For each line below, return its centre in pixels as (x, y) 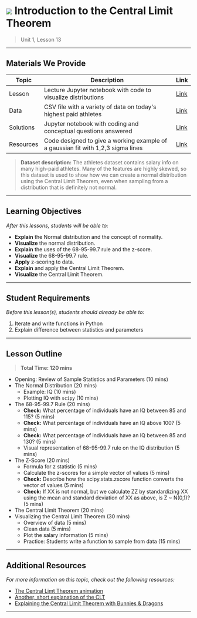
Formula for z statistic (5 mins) (60, 467)
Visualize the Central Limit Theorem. (59, 274)
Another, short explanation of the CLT (60, 597)
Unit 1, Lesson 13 (41, 39)
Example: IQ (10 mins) (50, 392)
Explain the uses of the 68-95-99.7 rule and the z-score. (83, 249)
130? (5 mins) (40, 442)
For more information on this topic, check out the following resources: (90, 580)
